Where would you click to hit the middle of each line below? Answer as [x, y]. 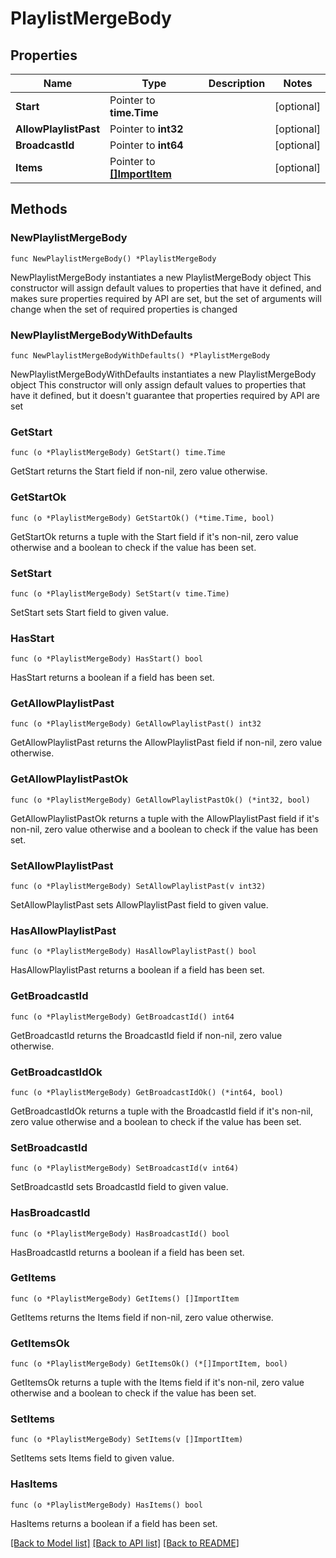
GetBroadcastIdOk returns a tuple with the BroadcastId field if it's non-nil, [161, 1111]
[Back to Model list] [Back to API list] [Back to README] [125, 1543]
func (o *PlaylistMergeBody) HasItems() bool [106, 1505]
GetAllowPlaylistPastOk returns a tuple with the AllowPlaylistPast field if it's [165, 818]
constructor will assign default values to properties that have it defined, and [166, 288]
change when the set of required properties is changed [124, 309]
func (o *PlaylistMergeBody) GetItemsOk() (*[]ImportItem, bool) [149, 1364]
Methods [39, 209]
